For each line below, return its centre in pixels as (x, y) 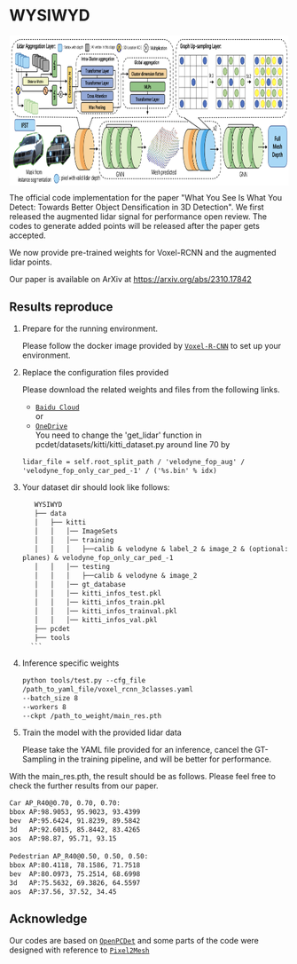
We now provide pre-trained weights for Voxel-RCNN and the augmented (143, 252)
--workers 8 (44, 707)
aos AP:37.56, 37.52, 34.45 (63, 892)
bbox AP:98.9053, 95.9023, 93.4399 (75, 812)
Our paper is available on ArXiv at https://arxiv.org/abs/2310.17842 (131, 279)
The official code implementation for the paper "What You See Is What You (145, 197)
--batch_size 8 (50, 698)
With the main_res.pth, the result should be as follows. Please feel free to (143, 776)
